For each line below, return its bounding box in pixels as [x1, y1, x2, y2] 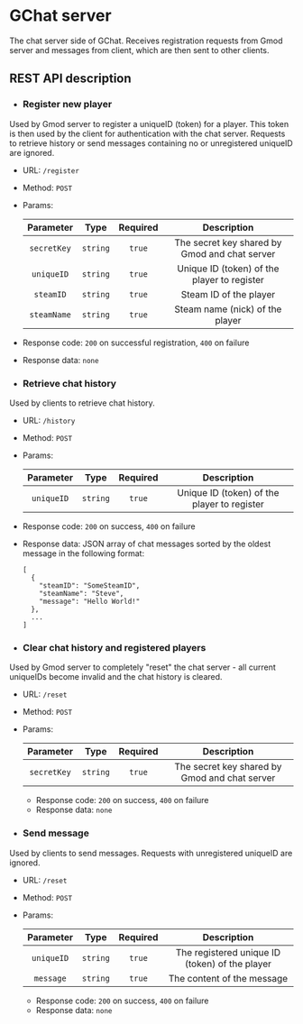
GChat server [9, 5, 112, 26]
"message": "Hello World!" [39, 597, 141, 606]
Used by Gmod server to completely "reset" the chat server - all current [9, 662, 277, 672]
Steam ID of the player [180, 288, 276, 300]
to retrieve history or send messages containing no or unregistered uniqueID [9, 137, 293, 149]
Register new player [22, 98, 113, 111]
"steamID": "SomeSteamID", [39, 581, 141, 590]
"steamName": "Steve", [39, 589, 124, 598]
